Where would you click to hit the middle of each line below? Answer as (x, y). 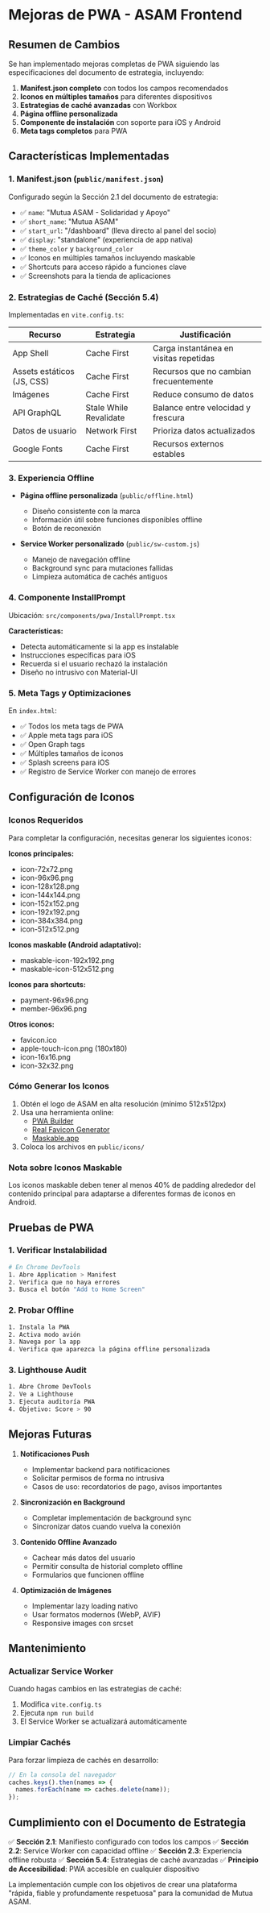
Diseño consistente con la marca (86, 511)
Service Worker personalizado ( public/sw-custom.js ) (110, 544)
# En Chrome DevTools (45, 1267)
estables (169, 454)
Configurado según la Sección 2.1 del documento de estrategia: (113, 197)
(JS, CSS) (31, 381)
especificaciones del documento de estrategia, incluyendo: (106, 73)
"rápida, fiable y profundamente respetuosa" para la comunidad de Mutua (131, 1893)
